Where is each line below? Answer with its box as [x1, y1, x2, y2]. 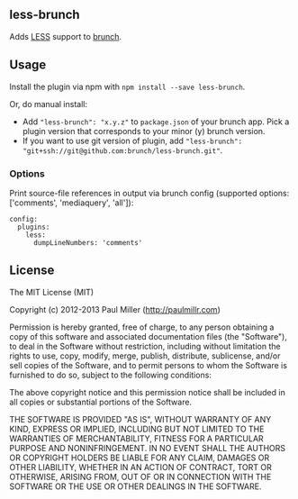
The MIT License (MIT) [9, 286, 95, 297]
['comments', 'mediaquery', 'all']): [9, 197, 134, 208]
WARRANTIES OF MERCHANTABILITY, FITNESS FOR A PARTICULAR [9, 432, 264, 444]
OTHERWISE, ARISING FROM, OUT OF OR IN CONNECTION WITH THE [9, 471, 272, 482]
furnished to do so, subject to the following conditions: [9, 369, 212, 380]
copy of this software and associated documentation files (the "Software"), [9, 331, 288, 341]
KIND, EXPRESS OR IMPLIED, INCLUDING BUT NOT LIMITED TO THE [9, 423, 265, 434]
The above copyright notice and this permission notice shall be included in [9, 386, 285, 397]
